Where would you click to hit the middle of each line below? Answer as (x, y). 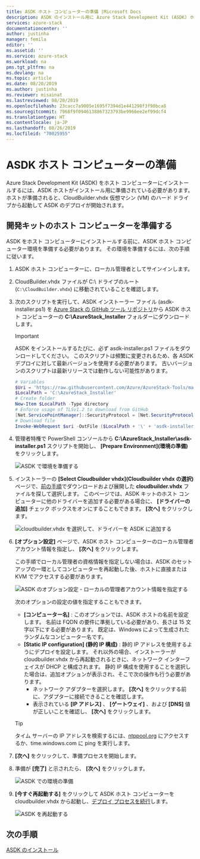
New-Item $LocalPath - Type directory (62, 404)
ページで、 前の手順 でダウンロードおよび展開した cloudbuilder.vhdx (99, 486)
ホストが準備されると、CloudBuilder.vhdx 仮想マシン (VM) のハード (89, 197)
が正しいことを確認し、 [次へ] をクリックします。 (93, 711)
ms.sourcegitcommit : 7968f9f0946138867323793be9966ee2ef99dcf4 (86, 112)
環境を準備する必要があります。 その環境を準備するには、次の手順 (108, 249)
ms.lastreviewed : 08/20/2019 (42, 100)
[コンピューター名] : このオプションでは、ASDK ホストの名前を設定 (106, 614)
